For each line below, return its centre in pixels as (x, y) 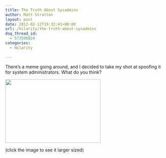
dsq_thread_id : (21, 34)
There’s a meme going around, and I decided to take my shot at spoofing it (83, 67)
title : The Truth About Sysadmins (42, 10)
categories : (18, 43)
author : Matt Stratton (29, 15)
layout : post (19, 19)
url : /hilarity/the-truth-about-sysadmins (51, 29)
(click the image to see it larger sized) (45, 150)
